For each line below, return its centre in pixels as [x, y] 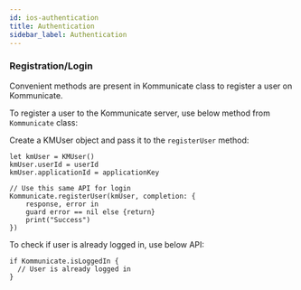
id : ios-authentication [54, 18]
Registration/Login [51, 66]
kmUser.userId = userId [54, 164]
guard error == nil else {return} [90, 212]
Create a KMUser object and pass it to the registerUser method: [129, 140]
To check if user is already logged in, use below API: [107, 244]
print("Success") [58, 220]
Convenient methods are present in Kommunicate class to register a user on [151, 86]
